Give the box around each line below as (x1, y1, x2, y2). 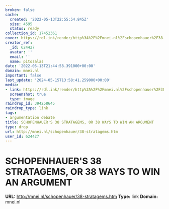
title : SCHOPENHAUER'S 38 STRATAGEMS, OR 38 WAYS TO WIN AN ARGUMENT (5, 119, 154, 125)
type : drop (5, 124, 28, 129)
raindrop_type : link (5, 106, 49, 111)
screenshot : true (10, 92, 46, 97)
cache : (5, 12, 19, 17)
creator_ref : (5, 40, 33, 45)
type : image (10, 96, 35, 101)
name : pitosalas (10, 59, 44, 64)
